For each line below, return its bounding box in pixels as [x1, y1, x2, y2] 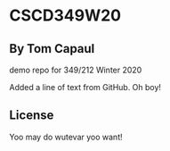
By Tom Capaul [9, 41, 95, 56]
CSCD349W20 [9, 5, 122, 26]
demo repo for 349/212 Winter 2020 [9, 64, 142, 75]
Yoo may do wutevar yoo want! [9, 131, 123, 142]
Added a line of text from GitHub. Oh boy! [9, 82, 162, 92]
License [9, 108, 54, 123]
